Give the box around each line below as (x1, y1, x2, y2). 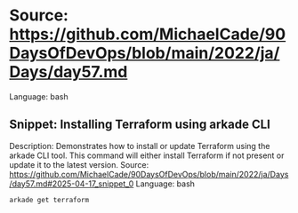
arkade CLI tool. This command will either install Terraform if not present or (9, 150, 285, 161)
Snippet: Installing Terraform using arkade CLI (9, 117, 271, 132)
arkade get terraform (9, 195, 90, 204)
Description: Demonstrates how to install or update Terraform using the (9, 140, 270, 151)
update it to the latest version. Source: (9, 159, 149, 170)
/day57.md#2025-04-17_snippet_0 (9, 178, 134, 189)
